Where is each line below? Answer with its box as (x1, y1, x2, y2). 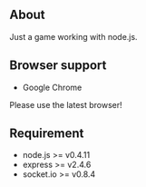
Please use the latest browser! (9, 99, 122, 110)
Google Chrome (22, 82, 83, 93)
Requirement (9, 126, 84, 142)
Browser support (9, 58, 107, 74)
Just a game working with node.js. (9, 31, 138, 42)
